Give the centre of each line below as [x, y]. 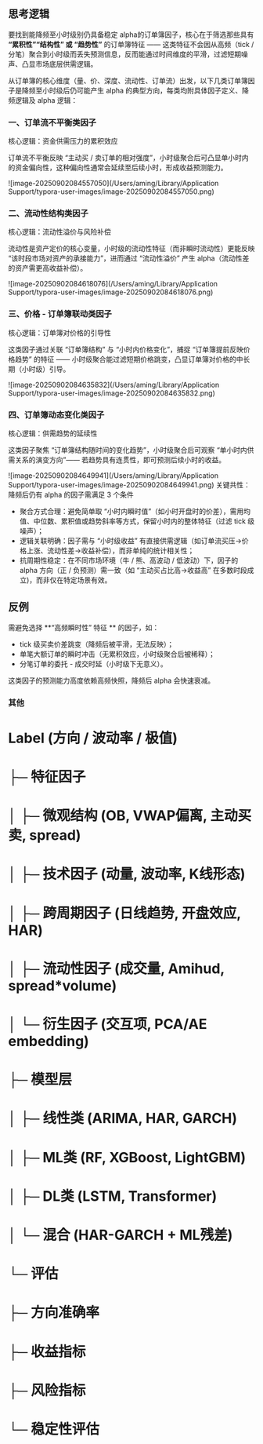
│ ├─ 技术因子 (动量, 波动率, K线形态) [127, 874]
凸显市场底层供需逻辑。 [59, 64]
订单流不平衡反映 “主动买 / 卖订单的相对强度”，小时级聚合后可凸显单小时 [125, 158]
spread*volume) [63, 985]
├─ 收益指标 [47, 1351]
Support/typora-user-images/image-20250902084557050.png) [112, 191]
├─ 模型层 [40, 1079]
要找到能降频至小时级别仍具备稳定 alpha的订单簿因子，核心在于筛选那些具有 [131, 35]
